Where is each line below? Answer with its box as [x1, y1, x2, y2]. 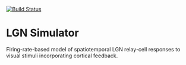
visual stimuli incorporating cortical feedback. [6, 52, 118, 59]
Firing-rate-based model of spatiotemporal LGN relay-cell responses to [6, 45, 181, 53]
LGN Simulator [6, 27, 79, 40]
